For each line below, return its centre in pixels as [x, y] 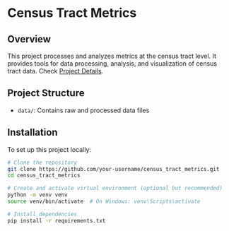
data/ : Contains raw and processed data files [83, 110]
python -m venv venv [38, 195]
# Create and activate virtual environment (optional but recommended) [115, 189]
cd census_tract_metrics [44, 176]
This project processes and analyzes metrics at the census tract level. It [112, 56]
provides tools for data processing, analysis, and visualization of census [112, 64]
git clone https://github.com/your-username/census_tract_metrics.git [113, 169]
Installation [33, 132]
